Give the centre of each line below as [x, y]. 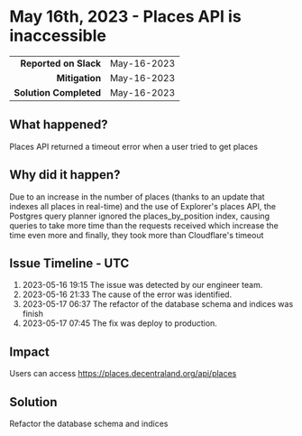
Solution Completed [58, 92]
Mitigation [79, 78]
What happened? [59, 125]
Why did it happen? [65, 175]
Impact [29, 352]
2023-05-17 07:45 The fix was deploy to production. [120, 323]
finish [32, 314]
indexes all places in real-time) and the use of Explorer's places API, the [143, 206]
